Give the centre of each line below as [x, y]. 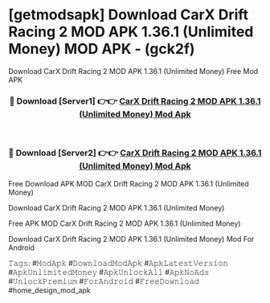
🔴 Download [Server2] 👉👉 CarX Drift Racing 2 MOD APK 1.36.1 [135, 153]
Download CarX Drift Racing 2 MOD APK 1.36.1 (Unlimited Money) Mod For [131, 239]
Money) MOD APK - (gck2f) [102, 49]
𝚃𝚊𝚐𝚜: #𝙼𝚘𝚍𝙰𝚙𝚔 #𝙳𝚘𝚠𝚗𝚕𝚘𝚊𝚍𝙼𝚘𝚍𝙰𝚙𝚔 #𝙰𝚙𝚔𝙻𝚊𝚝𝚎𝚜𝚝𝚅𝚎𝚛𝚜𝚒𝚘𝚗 [119, 263]
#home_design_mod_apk [49, 290]
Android [21, 248]
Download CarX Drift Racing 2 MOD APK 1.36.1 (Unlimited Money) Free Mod [133, 71]
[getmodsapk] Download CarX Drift [129, 15]
